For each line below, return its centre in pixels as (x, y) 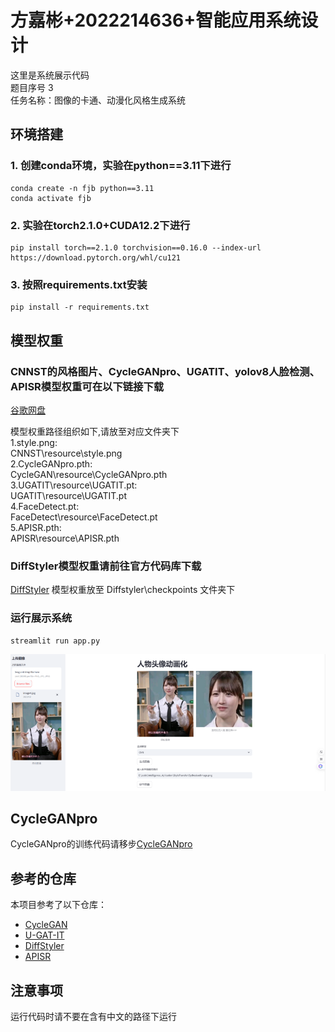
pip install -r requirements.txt (80, 307)
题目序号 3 (32, 87)
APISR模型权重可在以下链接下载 (87, 386)
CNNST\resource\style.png (66, 453)
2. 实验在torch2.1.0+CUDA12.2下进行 (100, 225)
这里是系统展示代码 (50, 75)
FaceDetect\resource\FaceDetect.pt (84, 517)
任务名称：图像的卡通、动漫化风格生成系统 (98, 100)
